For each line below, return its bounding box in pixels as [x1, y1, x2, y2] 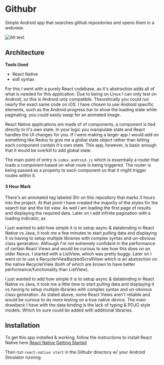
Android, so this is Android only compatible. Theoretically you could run [5, 96, 149, 102]
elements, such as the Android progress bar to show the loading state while [5, 106, 157, 112]
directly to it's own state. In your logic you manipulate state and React [5, 126, 145, 132]
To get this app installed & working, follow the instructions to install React [5, 334, 152, 340]
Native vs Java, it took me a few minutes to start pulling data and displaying [5, 230, 157, 236]
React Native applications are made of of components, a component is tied [5, 121, 156, 127]
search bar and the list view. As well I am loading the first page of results [5, 205, 151, 211]
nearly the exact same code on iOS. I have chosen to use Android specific [5, 101, 154, 107]
